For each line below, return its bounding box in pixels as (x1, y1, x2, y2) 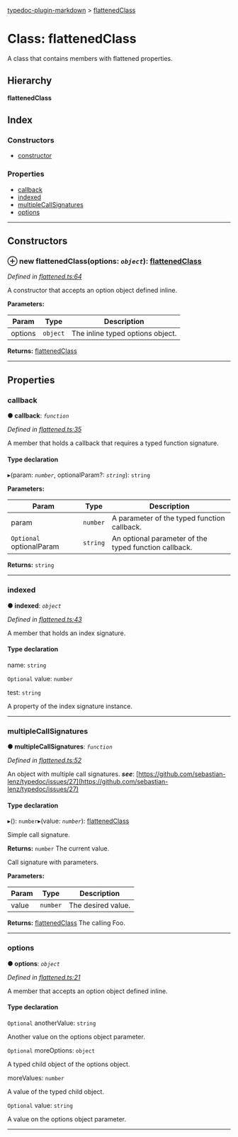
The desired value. (68, 900, 131, 910)
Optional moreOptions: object (7, 1046, 96, 1055)
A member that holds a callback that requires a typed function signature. (7, 439, 220, 447)
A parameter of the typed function (111, 513, 225, 523)
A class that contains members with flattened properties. (7, 54, 173, 62)
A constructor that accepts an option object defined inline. (7, 286, 178, 295)
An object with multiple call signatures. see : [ (7, 770, 139, 778)
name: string (7, 661, 47, 669)
